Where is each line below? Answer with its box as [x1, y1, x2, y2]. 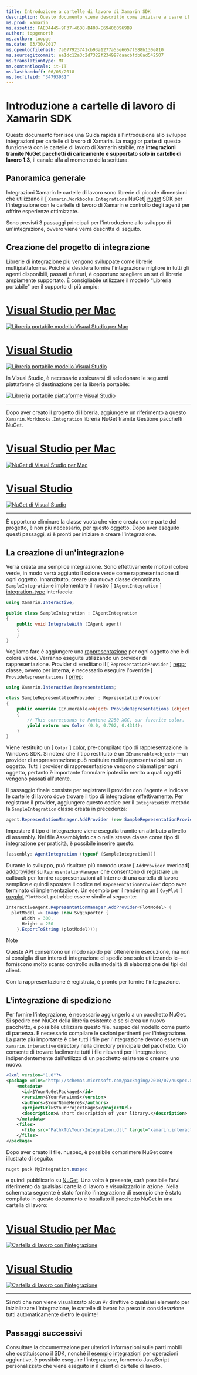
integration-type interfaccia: [6, 588, 74, 595]
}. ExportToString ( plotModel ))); [16, 926, 98, 932]
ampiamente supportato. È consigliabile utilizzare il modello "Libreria [6, 277, 172, 284]
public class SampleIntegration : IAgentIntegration [6, 611, 138, 616]
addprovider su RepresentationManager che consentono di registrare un [6, 868, 178, 875]
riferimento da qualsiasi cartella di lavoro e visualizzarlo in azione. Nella [6, 1183, 179, 1190]
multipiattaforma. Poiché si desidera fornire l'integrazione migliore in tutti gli [6, 264, 189, 271]
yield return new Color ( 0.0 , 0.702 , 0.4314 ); [27, 722, 143, 729]
